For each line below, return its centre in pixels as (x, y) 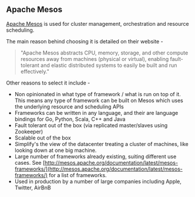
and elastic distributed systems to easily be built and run (109, 65)
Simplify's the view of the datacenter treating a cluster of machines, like (102, 144)
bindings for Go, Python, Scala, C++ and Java (70, 119)
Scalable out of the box (43, 138)
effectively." (35, 71)
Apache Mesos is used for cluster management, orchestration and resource (97, 23)
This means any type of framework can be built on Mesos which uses (99, 100)
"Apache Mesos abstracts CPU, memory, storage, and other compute (104, 53)
